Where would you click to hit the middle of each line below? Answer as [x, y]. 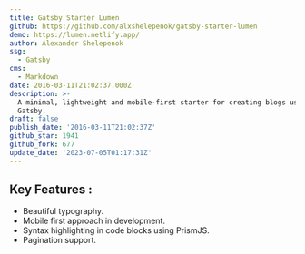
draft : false [34, 119]
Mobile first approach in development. [94, 221]
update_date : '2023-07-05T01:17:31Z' [81, 152]
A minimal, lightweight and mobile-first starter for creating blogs [152, 102]
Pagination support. [59, 240]
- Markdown [38, 77]
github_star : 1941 [44, 136]
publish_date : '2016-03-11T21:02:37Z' [83, 128]
